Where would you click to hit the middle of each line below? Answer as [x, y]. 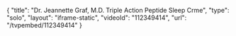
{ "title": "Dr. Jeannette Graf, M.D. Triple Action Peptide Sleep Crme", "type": [118, 10]
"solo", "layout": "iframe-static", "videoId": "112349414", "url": [97, 18]
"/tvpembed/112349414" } [44, 25]
